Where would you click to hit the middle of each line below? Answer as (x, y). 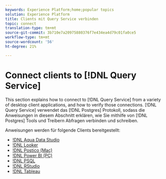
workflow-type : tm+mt (28, 38)
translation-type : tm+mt (31, 28)
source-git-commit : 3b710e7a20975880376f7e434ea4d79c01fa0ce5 (71, 33)
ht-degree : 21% (21, 46)
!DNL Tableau (26, 171)
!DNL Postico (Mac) (32, 150)
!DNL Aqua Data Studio (36, 139)
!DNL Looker (25, 145)
